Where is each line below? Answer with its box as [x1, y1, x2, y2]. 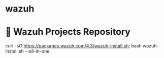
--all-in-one [24, 48, 50, 54]
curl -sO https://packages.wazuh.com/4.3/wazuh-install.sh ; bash [5, 43, 142, 49]
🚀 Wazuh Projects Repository [5, 26, 131, 38]
